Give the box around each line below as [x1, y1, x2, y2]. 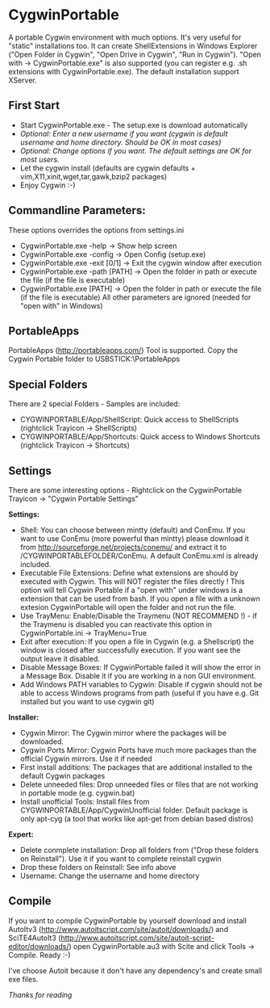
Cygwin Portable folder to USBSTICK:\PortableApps [8, 354, 181, 364]
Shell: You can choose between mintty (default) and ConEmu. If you [19, 525, 246, 535]
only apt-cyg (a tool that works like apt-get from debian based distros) [19, 814, 254, 823]
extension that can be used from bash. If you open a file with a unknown [19, 594, 260, 603]
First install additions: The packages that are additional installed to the [19, 762, 253, 772]
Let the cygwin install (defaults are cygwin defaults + [19, 163, 196, 173]
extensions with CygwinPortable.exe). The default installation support [8, 66, 239, 76]
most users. [19, 154, 60, 164]
